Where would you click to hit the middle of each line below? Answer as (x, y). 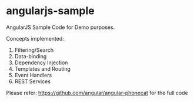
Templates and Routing (42, 68)
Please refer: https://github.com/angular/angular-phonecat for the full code (97, 93)
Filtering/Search (34, 50)
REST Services (33, 81)
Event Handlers (33, 75)
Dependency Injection (41, 62)
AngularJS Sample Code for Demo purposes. (61, 27)
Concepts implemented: (35, 38)
